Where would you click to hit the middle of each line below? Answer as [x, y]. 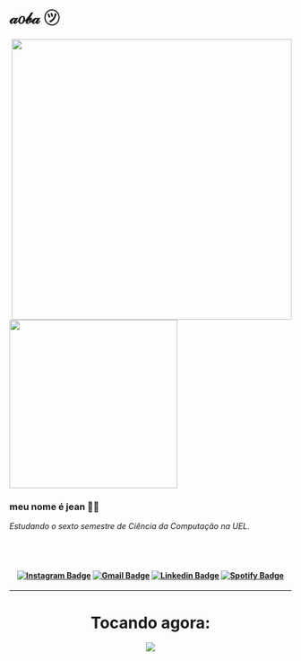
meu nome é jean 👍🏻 [55, 507]
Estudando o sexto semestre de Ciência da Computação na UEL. [130, 526]
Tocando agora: [150, 623]
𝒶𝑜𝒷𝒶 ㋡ [34, 18]
